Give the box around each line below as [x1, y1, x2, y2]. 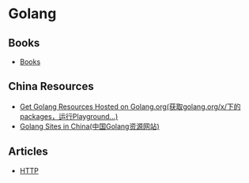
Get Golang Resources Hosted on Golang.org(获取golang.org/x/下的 [19, 102, 241, 111]
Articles [8, 145, 49, 159]
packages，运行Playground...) [19, 111, 119, 121]
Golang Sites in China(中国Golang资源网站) [19, 121, 160, 131]
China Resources [8, 80, 94, 93]
